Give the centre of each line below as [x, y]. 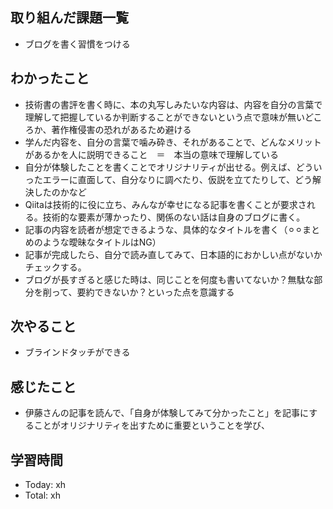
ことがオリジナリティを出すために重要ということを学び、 [151, 425]
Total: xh [42, 495]
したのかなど [60, 192]
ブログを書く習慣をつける [77, 44]
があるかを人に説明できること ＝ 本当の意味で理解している [152, 154]
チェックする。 [55, 267]
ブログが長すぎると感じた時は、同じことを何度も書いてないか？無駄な [169, 279]
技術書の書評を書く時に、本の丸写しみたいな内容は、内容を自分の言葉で [173, 104]
